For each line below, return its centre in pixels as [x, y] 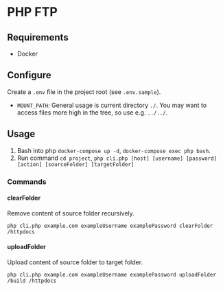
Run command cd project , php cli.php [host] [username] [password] [117, 158]
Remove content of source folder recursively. [71, 213]
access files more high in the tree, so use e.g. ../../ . [92, 112]
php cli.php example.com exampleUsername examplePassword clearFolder [110, 226]
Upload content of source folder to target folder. [75, 262]
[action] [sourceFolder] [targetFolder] [75, 164]
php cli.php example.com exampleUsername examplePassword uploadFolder [111, 275]
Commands [27, 181]
